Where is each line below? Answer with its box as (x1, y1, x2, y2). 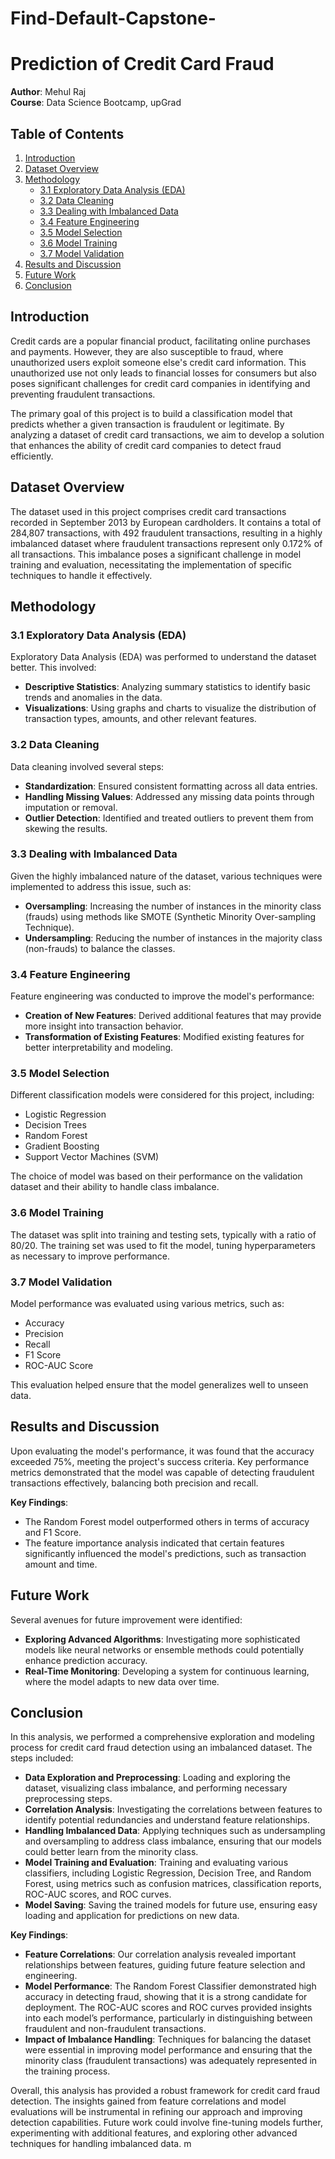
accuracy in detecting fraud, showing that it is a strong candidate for (24, 1991, 308, 2003)
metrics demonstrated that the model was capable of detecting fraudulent (10, 1466, 315, 1478)
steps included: (10, 1752, 74, 1764)
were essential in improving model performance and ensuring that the (24, 2044, 313, 2056)
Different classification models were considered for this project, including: (10, 1089, 315, 1101)
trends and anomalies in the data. (24, 692, 163, 704)
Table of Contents (10, 125, 125, 142)
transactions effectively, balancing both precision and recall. (10, 1477, 259, 1489)
